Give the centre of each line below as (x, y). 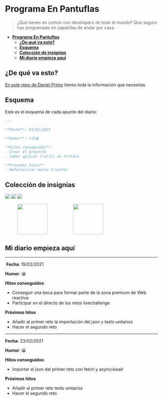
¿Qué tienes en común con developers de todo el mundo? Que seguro (87, 22)
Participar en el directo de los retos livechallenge (61, 303)
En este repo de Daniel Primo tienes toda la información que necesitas (75, 85)
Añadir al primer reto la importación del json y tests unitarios (72, 322)
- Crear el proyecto (26, 152)
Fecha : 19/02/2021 (25, 264)
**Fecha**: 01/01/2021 (28, 130)
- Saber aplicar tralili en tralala (42, 156)
